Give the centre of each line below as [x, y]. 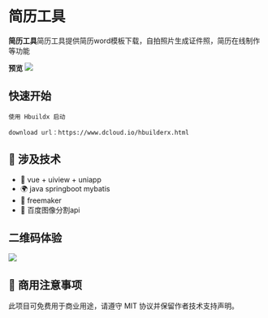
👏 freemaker [41, 200]
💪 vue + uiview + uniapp [61, 179]
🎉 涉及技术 [35, 159]
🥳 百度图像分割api [50, 210]
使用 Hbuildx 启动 [37, 117]
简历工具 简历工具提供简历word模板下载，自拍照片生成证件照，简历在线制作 [134, 41]
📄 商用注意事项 [45, 285]
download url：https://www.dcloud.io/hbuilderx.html [99, 132]
